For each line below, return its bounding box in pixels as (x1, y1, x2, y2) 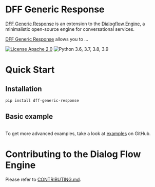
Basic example (5, 112, 53, 121)
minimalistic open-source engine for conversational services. (5, 26, 135, 32)
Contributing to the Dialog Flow (5, 148, 141, 160)
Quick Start (5, 64, 55, 76)
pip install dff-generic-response (5, 98, 80, 103)
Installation (5, 84, 42, 93)
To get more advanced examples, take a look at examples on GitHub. (5, 130, 151, 137)
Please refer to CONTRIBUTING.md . (5, 176, 81, 182)
